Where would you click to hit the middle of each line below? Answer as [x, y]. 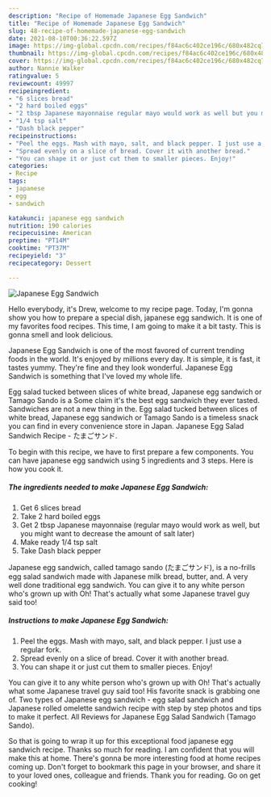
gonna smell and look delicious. [61, 334]
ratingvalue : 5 [34, 76]
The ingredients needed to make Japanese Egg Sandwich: [108, 487]
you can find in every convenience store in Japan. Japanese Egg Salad [126, 426]
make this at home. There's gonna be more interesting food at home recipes [135, 758]
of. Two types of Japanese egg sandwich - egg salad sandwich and [121, 699]
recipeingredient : [39, 91]
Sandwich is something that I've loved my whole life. [96, 375]
